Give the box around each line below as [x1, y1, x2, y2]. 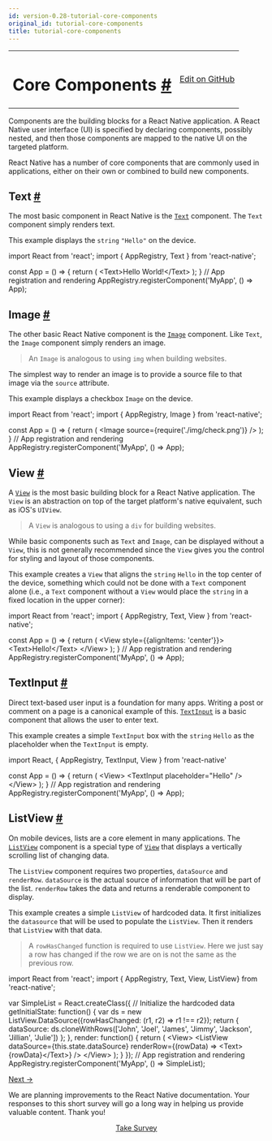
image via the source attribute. [8, 378, 110, 388]
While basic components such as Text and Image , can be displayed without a [8, 537, 265, 547]
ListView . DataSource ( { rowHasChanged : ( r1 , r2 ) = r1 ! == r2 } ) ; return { [8, 1015, 240, 1025]
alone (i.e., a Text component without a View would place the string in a [8, 586, 249, 597]
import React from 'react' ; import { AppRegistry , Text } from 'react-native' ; [8, 251, 257, 261]
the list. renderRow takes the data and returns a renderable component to [8, 883, 250, 893]
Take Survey [115, 1122, 158, 1133]
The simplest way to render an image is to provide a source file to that [8, 370, 243, 379]
